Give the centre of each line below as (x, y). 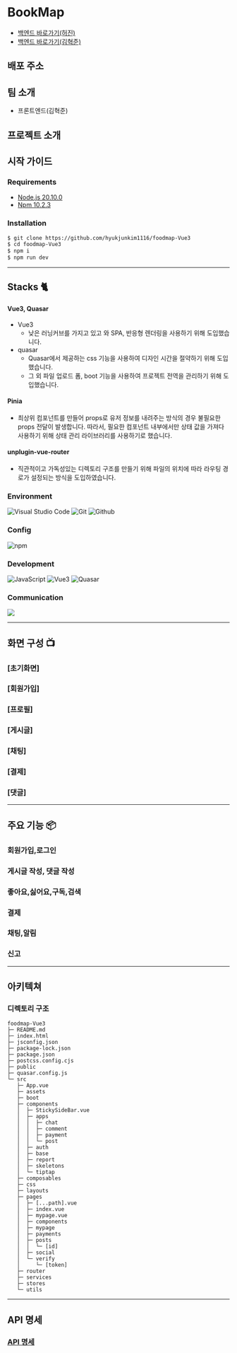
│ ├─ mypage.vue (42, 1216)
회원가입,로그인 (32, 850)
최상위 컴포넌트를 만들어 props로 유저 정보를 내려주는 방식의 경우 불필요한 (119, 417)
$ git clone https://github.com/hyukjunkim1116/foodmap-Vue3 (99, 238)
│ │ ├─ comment (42, 1129)
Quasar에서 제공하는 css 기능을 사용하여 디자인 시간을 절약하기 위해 (122, 358)
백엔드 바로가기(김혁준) (49, 41)
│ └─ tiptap (36, 1172)
